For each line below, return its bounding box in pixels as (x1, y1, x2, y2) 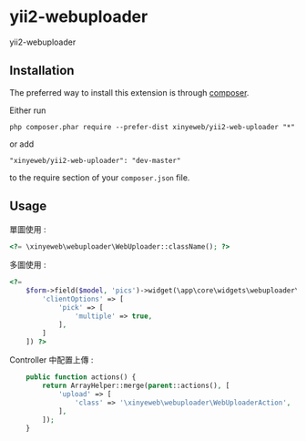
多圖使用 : (9, 260, 46, 271)
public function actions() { (25, 373, 137, 382)
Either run (9, 105, 46, 116)
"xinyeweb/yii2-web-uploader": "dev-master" (9, 156, 181, 165)
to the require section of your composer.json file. (9, 171, 190, 183)
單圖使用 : (9, 223, 46, 234)
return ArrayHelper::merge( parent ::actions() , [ (42, 381, 230, 391)
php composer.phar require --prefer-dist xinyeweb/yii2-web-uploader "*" (9, 122, 296, 131)
